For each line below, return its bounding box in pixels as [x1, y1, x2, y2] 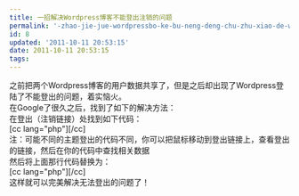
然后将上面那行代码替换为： [9, 157, 111, 167]
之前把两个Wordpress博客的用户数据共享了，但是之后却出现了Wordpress [9, 80, 277, 90]
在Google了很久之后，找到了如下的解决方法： [9, 102, 176, 112]
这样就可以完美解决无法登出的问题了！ [9, 177, 149, 187]
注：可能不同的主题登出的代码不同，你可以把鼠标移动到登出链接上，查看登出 [9, 135, 290, 144]
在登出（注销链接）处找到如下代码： [9, 113, 142, 124]
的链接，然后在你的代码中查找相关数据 [9, 145, 149, 156]
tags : [9, 54, 29, 63]
